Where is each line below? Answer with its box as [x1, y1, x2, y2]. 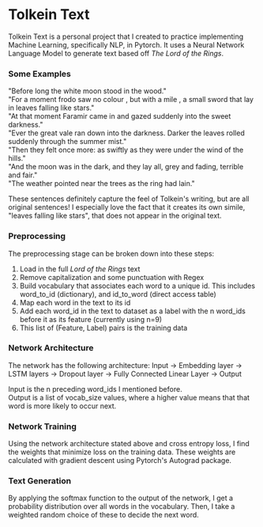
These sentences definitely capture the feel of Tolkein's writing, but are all [8, 194, 250, 203]
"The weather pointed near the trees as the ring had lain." [8, 179, 195, 188]
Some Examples [8, 68, 71, 79]
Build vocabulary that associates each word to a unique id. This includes [19, 281, 255, 290]
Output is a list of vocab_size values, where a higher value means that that [8, 392, 250, 402]
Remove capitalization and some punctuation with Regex [19, 272, 205, 282]
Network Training [8, 421, 77, 432]
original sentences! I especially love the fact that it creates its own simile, [8, 203, 246, 212]
